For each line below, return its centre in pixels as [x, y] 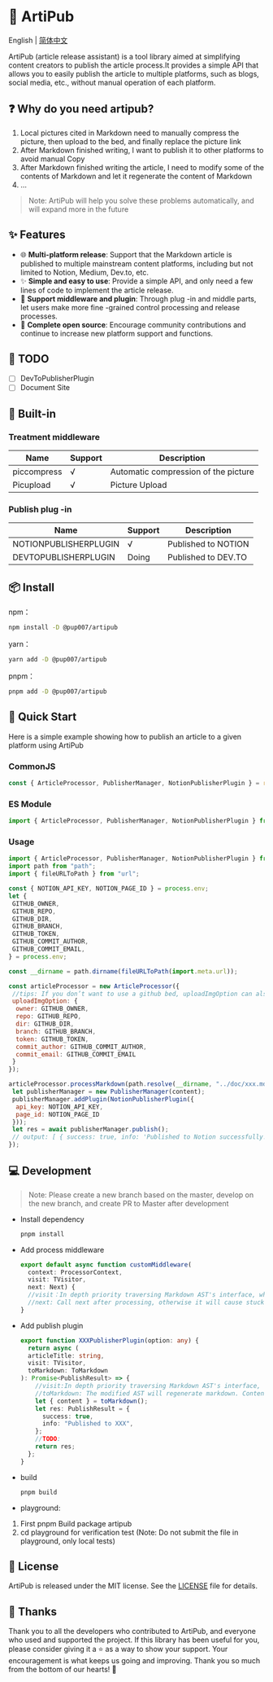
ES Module [30, 804]
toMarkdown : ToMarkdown [68, 1371]
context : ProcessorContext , [76, 1272]
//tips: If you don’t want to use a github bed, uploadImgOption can [132, 994]
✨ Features [37, 235]
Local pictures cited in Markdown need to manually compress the [130, 133]
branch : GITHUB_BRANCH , [56, 1031]
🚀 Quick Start [43, 717]
